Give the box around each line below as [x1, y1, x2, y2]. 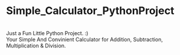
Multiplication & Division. [6, 42, 66, 49]
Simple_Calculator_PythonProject [6, 4, 175, 18]
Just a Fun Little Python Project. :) [6, 29, 89, 36]
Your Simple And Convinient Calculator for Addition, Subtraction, [6, 36, 163, 43]
